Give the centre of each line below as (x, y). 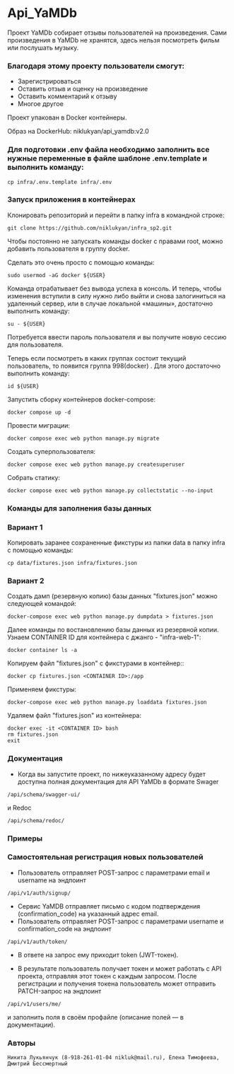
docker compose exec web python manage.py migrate (83, 438)
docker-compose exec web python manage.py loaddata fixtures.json (107, 702)
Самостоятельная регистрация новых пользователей (105, 857)
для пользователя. (35, 344)
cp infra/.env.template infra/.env (60, 182)
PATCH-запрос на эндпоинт (59, 991)
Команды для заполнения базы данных (80, 508)
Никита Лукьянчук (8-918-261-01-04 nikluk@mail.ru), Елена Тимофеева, (113, 1058)
